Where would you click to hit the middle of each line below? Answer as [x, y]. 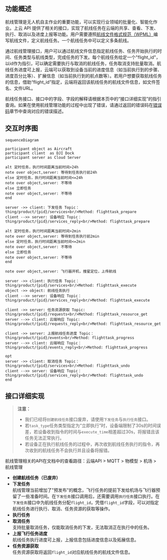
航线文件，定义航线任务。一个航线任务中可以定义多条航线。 [70, 40]
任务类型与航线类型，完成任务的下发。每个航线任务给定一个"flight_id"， [87, 57]
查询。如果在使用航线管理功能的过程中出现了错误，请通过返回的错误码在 [79, 105]
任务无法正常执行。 [44, 438]
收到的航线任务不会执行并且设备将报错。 [71, 450]
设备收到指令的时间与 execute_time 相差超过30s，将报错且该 [99, 432]
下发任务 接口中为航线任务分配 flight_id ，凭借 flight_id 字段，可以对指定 [85, 502]
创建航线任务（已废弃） [36, 478]
